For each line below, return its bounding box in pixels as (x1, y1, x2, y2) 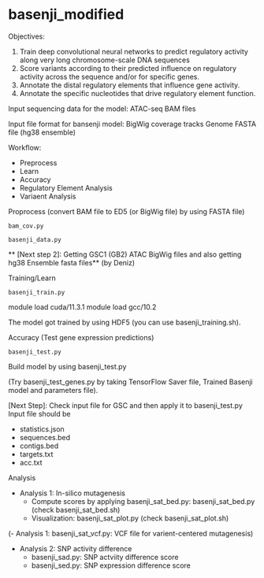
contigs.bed (19, 441, 59, 450)
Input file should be (8, 409, 71, 418)
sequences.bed (19, 432, 71, 442)
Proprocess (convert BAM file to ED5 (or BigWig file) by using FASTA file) (8, 206, 245, 216)
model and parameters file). (8, 385, 99, 395)
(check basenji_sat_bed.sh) (31, 505, 121, 514)
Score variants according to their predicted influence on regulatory (19, 63, 237, 72)
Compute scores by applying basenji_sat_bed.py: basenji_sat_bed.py (31, 496, 255, 506)
